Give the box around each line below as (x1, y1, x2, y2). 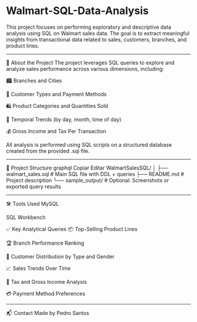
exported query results (6, 183, 62, 190)
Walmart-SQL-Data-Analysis (6, 4, 149, 18)
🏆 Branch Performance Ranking (6, 239, 84, 246)
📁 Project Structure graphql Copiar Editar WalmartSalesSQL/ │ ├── (6, 164, 169, 171)
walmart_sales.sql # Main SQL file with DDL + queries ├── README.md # (6, 170, 185, 177)
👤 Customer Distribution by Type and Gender (6, 253, 115, 260)
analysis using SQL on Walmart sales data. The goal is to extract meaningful (6, 29, 189, 36)
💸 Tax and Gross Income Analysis (6, 278, 87, 285)
